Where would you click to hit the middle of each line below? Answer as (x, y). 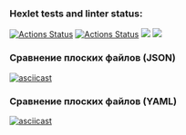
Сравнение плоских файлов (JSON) (93, 58)
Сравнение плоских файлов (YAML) (93, 101)
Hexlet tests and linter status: (76, 14)
